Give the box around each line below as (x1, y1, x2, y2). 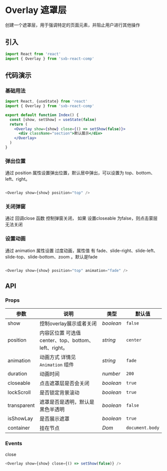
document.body (126, 425, 160, 431)
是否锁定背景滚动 (39, 389, 80, 396)
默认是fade (75, 253, 98, 259)
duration (7, 370, 27, 377)
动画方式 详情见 (39, 354, 76, 361)
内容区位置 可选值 (39, 330, 81, 337)
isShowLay (7, 415, 33, 422)
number (102, 370, 121, 377)
